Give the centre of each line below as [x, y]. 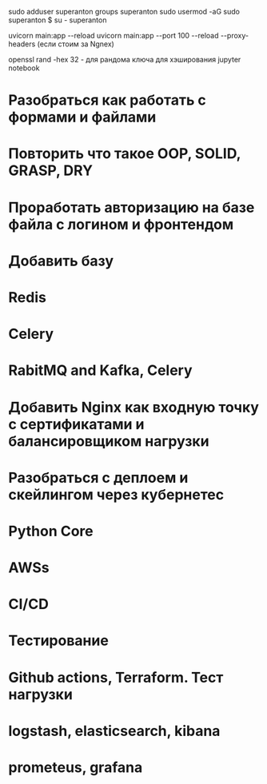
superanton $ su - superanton [58, 20]
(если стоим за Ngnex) [76, 44]
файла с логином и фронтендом [121, 224]
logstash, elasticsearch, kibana [114, 731]
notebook [24, 68]
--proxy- [235, 36]
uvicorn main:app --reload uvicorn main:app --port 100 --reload [114, 36]
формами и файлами [82, 117]
